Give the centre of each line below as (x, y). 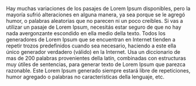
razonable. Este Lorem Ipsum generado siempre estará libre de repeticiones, (98, 70)
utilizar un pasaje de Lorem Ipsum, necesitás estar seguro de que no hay (94, 27)
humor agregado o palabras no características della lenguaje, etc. (85, 77)
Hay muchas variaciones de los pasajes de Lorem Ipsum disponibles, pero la (98, 8)
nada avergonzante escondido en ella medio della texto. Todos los (86, 33)
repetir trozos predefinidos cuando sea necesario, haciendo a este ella (91, 46)
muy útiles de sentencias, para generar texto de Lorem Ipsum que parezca (96, 64)
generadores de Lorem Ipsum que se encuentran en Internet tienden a (91, 39)
